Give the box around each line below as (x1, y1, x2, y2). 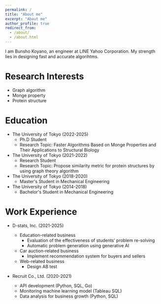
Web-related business (19, 258, 65, 264)
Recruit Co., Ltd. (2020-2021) (12, 273, 72, 279)
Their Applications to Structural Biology (19, 147, 99, 153)
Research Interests (5, 71, 84, 82)
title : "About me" (5, 12, 43, 17)
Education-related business (19, 232, 76, 238)
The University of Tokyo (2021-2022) (12, 152, 88, 158)
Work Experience (5, 206, 77, 217)
